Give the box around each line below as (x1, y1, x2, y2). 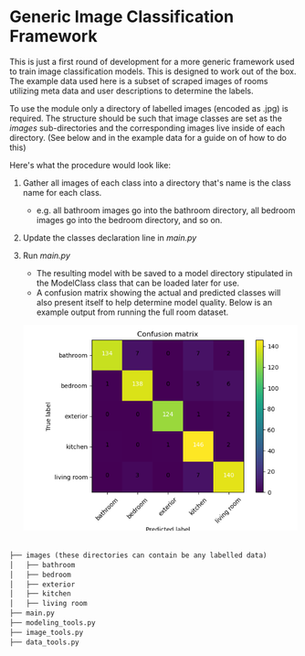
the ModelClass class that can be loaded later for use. (36, 277, 240, 288)
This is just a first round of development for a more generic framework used (9, 56, 295, 67)
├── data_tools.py (9, 638, 79, 647)
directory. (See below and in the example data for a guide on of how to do (9, 132, 288, 143)
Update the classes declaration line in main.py (22, 231, 197, 243)
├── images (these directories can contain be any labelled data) (9, 551, 268, 560)
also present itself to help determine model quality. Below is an (36, 296, 272, 307)
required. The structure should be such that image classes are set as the (9, 113, 283, 124)
